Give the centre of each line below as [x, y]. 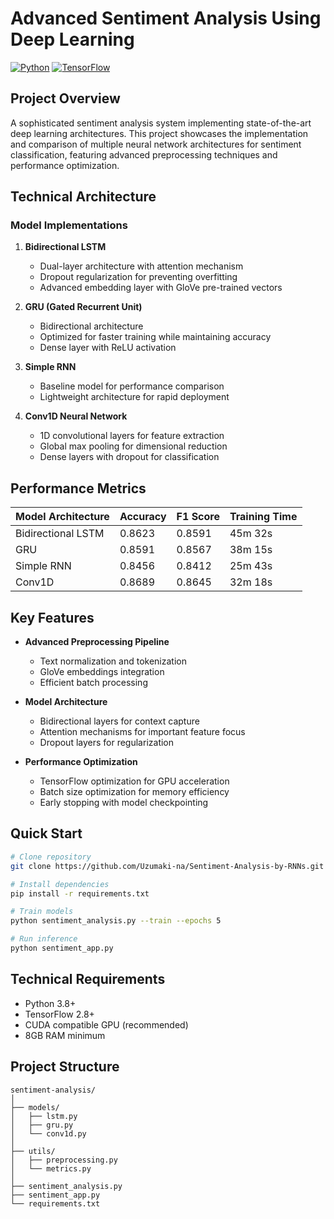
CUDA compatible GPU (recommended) [106, 1024]
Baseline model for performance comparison [132, 386]
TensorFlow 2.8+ [59, 1014]
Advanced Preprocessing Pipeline [97, 642]
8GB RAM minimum [65, 1035]
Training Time [263, 517]
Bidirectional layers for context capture [119, 721]
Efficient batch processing [93, 683]
